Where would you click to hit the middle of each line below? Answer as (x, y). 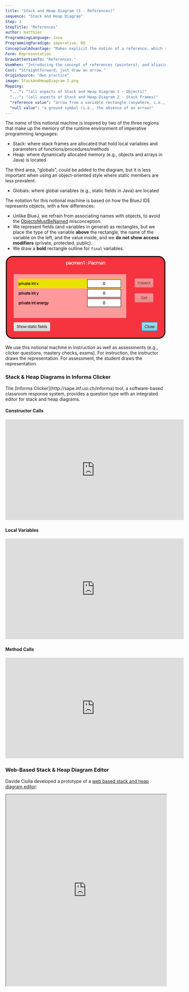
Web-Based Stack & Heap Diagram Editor (57, 770)
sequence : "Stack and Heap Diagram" (44, 16)
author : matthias (24, 32)
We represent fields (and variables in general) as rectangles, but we (84, 227)
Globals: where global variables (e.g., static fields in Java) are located (86, 191)
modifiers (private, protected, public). (52, 243)
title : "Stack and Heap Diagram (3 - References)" (60, 11)
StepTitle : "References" (32, 27)
